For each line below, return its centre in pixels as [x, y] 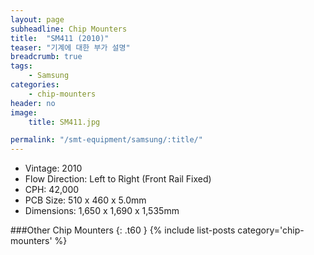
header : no [33, 103]
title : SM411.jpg [64, 122]
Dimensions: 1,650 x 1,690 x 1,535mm [102, 211]
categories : [35, 85]
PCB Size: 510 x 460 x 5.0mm [85, 200]
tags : [21, 66]
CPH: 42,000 [52, 190]
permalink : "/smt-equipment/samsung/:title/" [106, 140]
